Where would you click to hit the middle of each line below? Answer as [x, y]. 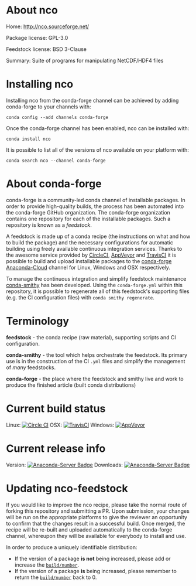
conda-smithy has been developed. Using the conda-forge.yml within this [94, 285]
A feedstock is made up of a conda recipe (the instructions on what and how [98, 236]
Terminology [37, 321]
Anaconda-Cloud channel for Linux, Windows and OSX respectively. [88, 267]
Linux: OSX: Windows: [60, 425]
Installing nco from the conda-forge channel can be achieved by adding [92, 100]
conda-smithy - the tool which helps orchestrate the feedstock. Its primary [97, 355]
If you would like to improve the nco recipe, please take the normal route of [97, 505]
